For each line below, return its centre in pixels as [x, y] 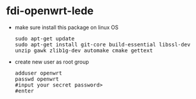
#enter [24, 91]
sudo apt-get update [45, 39]
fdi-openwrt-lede [50, 11]
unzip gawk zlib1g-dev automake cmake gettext [84, 50]
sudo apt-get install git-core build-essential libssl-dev [102, 44]
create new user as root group [52, 62]
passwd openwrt [37, 79]
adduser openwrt [38, 73]
